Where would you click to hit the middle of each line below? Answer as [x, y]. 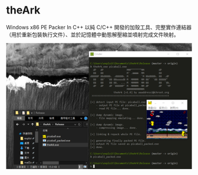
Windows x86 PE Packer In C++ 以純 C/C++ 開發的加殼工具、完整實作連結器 [99, 27]
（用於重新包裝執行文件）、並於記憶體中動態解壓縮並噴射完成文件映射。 [93, 34]
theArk [23, 10]
